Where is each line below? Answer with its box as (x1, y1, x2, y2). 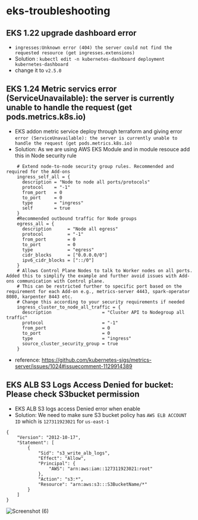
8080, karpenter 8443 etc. (6, 294, 73, 300)
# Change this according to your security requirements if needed (17, 299, 185, 305)
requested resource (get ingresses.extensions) (14, 50, 135, 56)
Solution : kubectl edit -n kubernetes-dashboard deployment (14, 55, 165, 62)
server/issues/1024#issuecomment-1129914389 (14, 362, 133, 370)
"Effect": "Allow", (37, 455, 86, 461)
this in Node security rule (14, 152, 77, 159)
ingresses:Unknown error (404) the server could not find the (14, 45, 172, 51)
